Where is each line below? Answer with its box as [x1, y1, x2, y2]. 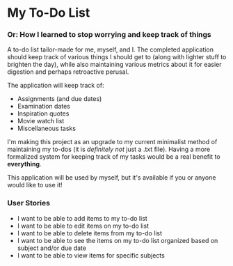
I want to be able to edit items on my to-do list [17, 221, 150, 230]
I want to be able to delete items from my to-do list [17, 228, 162, 237]
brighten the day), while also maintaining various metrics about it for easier [7, 61, 222, 69]
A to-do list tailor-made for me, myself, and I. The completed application [7, 45, 214, 54]
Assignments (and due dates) [17, 95, 102, 103]
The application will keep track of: [7, 81, 104, 90]
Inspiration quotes [17, 109, 70, 118]
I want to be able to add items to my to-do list [17, 214, 147, 222]
